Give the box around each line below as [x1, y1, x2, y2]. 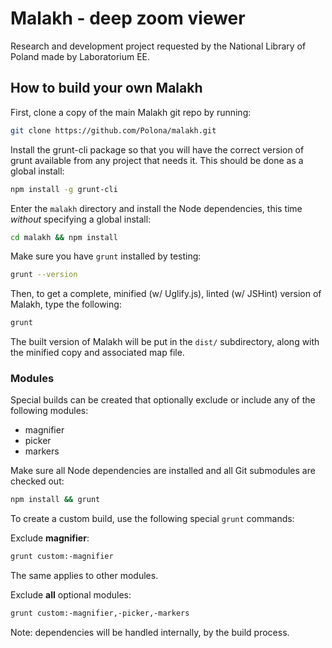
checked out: [10, 475, 65, 487]
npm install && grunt [10, 495, 101, 505]
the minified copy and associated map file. [10, 347, 185, 359]
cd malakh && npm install [10, 232, 118, 242]
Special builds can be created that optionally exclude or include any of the [10, 394, 316, 406]
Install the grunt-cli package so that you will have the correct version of [10, 143, 305, 156]
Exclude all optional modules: [10, 589, 132, 601]
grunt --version [10, 270, 78, 280]
